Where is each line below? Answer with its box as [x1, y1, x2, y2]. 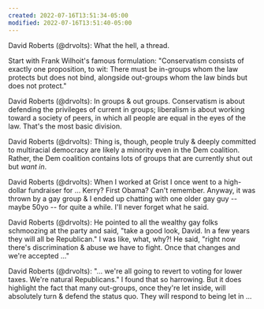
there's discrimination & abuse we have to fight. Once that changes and [8, 242, 240, 252]
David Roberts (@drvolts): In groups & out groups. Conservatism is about [8, 96, 246, 106]
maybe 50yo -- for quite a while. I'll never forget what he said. [8, 202, 210, 211]
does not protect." [8, 80, 67, 91]
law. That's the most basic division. [8, 121, 122, 131]
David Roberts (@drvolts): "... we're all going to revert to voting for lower [8, 266, 243, 276]
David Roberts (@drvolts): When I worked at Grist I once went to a [8, 177, 222, 186]
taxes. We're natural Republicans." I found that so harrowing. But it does [8, 274, 242, 284]
